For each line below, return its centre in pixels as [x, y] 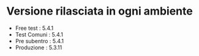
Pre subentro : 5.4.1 [39, 41]
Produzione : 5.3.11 [39, 47]
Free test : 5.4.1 [34, 28]
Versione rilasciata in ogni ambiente [99, 11]
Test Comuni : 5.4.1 [39, 34]
